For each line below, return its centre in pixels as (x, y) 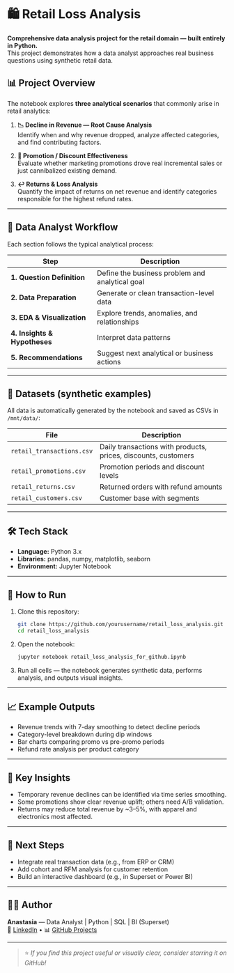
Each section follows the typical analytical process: (81, 244)
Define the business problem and (151, 273)
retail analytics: (29, 111)
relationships (118, 322)
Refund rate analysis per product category (78, 749)
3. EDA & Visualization (48, 317)
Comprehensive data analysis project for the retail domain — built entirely (116, 38)
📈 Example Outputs (51, 707)
